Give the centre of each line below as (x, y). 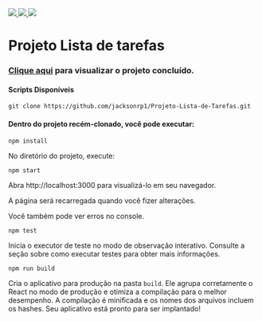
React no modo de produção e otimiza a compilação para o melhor (117, 292)
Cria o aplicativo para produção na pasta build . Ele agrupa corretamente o (131, 283)
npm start (25, 170)
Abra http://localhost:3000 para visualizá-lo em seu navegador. (112, 185)
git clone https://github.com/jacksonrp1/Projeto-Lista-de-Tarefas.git (129, 107)
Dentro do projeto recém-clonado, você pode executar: (102, 123)
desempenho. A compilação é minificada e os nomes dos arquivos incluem (131, 300)
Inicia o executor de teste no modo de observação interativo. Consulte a (127, 245)
